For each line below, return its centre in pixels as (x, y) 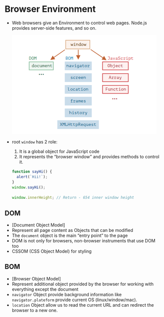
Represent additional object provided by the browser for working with (83, 284)
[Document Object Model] (38, 225)
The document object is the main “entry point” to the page (70, 235)
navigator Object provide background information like (67, 294)
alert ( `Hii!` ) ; (32, 177)
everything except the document (45, 289)
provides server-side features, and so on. (54, 28)
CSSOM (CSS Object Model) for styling (52, 251)
